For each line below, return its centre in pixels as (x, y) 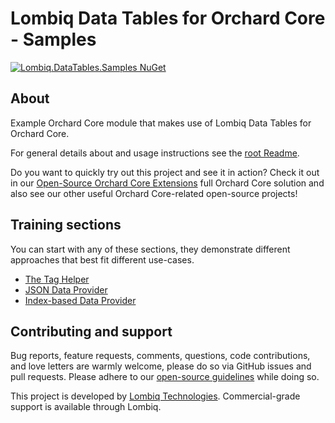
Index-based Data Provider (80, 300)
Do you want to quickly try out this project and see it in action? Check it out (165, 172)
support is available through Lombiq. (86, 407)
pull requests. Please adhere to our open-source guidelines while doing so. (165, 377)
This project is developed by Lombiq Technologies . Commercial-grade (155, 396)
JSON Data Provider (66, 289)
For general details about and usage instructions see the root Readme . (155, 153)
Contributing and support (91, 331)
